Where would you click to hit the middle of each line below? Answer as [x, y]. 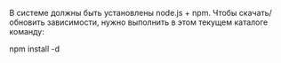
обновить [28, 22]
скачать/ [256, 13]
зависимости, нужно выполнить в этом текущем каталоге [158, 22]
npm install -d [35, 49]
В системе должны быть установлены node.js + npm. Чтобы [123, 13]
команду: [27, 31]
